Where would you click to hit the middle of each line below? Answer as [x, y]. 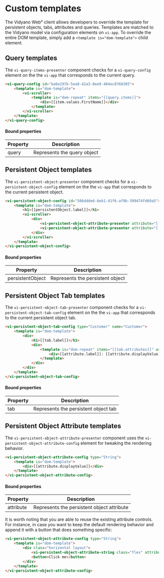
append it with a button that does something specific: [59, 530]
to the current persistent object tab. [41, 318]
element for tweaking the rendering [116, 443]
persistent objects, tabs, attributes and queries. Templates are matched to [79, 27]
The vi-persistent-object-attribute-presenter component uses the [74, 438]
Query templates [31, 58]
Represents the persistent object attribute [81, 507]
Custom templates [43, 9]
